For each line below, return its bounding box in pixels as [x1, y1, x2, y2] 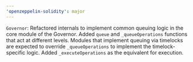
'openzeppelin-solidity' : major [6, 8, 85, 14]
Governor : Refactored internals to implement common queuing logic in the [6, 24, 184, 31]
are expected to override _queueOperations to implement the [6, 43, 151, 50]
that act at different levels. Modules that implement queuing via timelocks [6, 37, 184, 43]
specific [6, 49, 26, 56]
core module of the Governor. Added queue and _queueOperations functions [6, 30, 188, 38]
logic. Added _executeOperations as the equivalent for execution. [26, 49, 184, 56]
